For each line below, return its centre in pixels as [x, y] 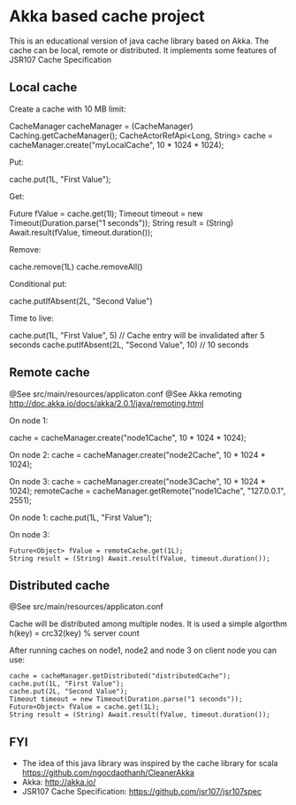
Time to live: [32, 318]
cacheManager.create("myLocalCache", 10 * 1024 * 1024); [117, 144]
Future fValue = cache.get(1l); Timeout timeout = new [106, 213]
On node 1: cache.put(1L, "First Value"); [81, 517]
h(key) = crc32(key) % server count [74, 633]
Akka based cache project [107, 16]
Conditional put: [38, 283]
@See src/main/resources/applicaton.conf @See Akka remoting [125, 394]
